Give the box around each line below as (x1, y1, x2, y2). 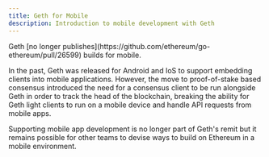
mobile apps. (8, 108, 52, 118)
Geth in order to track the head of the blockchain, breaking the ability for (8, 91, 250, 101)
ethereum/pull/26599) (8, 50, 82, 60)
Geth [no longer (8, 41, 61, 51)
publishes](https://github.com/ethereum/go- (62, 41, 211, 51)
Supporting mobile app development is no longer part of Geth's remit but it (8, 124, 257, 134)
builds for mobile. (83, 50, 141, 60)
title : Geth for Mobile (8, 11, 89, 20)
